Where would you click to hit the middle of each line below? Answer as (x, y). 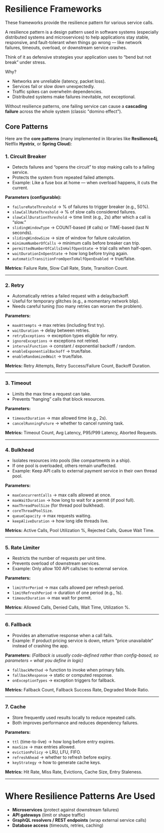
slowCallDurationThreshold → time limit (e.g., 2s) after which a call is (82, 217)
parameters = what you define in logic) (44, 660)
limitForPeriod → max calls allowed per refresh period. (68, 588)
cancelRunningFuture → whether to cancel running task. (68, 423)
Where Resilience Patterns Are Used (80, 796)
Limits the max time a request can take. (51, 394)
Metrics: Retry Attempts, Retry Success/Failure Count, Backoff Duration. (78, 366)
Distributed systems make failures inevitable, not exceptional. (74, 97)
